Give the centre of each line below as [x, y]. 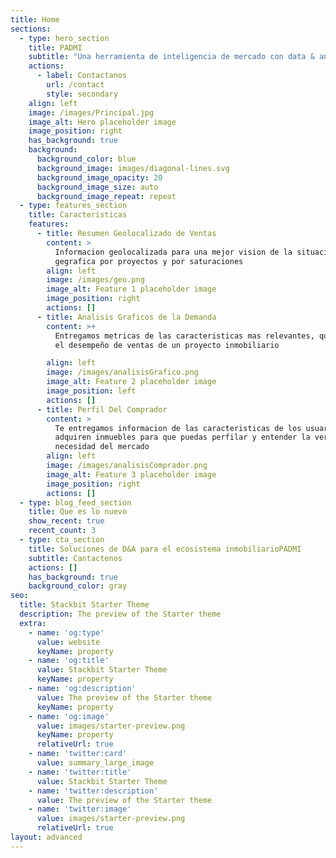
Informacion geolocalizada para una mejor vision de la [173, 252]
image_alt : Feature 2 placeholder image [131, 382]
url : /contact [75, 85]
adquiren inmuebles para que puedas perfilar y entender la [182, 437]
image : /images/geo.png [95, 280]
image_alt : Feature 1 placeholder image [131, 289]
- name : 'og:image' [69, 716]
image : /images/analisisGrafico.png [122, 372]
